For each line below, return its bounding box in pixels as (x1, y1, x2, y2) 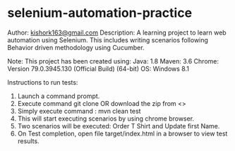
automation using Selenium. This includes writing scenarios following (7, 35, 208, 44)
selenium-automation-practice (7, 5, 193, 21)
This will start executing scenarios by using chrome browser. (17, 114, 195, 123)
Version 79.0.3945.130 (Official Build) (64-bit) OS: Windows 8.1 (7, 64, 189, 73)
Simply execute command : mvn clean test (17, 107, 141, 115)
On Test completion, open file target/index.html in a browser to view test (17, 129, 228, 138)
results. (17, 136, 40, 145)
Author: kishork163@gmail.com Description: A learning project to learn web (7, 28, 227, 37)
